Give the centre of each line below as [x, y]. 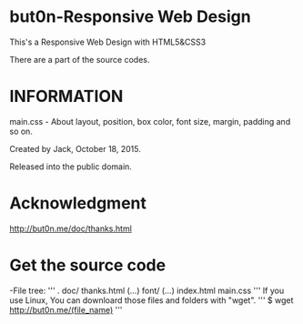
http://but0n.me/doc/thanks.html [71, 228]
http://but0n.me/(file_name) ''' [66, 309]
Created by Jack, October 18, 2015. [75, 148]
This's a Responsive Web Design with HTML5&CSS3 [108, 42]
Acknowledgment [78, 203]
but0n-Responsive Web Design [131, 17]
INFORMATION [66, 96]
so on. [21, 131]
